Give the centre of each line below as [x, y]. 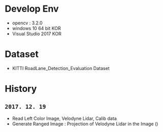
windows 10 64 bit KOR [36, 28]
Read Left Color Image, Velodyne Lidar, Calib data [64, 118]
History [21, 89]
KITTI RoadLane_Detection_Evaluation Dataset [61, 68]
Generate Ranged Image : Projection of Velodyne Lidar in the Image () [85, 124]
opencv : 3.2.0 [27, 23]
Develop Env [32, 9]
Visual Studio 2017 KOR [37, 34]
